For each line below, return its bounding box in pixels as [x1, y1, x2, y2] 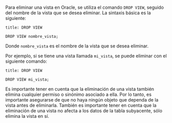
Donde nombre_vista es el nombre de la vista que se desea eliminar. [5, 43, 149, 49]
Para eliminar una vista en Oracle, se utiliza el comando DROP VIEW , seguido [5, 5, 164, 10]
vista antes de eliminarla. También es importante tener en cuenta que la [5, 102, 157, 108]
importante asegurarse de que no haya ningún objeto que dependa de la [5, 97, 159, 103]
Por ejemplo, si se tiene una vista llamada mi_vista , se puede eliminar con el [5, 53, 167, 59]
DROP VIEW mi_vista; [5, 77, 50, 82]
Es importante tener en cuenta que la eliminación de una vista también [5, 86, 155, 92]
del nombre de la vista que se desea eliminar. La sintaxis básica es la [5, 10, 151, 16]
